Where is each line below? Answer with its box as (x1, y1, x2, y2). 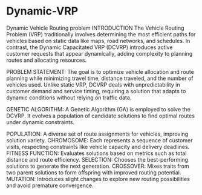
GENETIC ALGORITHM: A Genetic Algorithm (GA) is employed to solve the (6, 105, 191, 113)
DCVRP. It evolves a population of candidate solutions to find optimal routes (6, 112, 195, 119)
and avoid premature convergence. (6, 182, 94, 189)
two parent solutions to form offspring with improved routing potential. (6, 168, 181, 176)
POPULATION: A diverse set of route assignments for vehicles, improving (6, 130, 189, 137)
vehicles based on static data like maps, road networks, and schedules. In (6, 37, 191, 44)
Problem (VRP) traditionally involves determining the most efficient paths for (6, 30, 196, 38)
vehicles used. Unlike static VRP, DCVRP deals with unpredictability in (6, 81, 180, 88)
